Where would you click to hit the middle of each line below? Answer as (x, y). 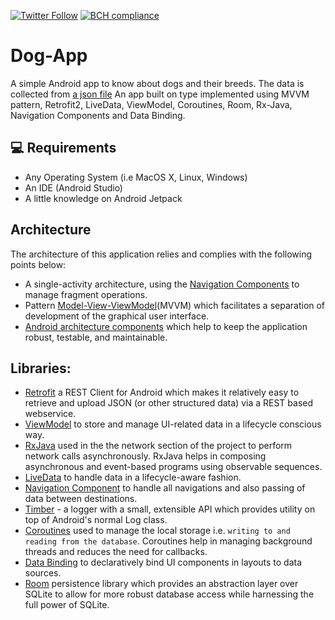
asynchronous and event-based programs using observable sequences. (173, 467)
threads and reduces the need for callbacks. (116, 552)
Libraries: (41, 368)
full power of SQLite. (67, 605)
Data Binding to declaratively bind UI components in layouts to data (163, 562)
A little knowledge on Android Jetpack (103, 198)
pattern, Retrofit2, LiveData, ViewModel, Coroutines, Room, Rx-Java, (151, 104)
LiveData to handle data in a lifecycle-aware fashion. (133, 477)
